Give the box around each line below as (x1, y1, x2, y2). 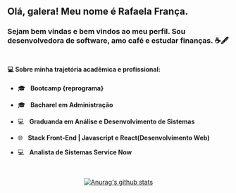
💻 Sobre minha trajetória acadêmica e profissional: (7, 65, 161, 73)
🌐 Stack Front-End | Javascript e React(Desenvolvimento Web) (17, 133, 210, 142)
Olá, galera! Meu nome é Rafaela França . (7, 6, 189, 18)
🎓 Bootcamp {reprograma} (17, 84, 104, 92)
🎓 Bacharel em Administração (17, 100, 113, 109)
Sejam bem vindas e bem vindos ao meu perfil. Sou (7, 27, 186, 36)
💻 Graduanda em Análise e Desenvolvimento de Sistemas (17, 117, 195, 126)
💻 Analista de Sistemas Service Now (17, 147, 132, 157)
